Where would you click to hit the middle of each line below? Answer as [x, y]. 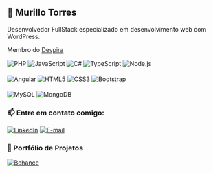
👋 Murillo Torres [42, 13]
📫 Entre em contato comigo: [56, 113]
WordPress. [24, 36]
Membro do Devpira [35, 49]
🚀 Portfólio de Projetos [45, 148]
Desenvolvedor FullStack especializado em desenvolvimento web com [107, 29]
